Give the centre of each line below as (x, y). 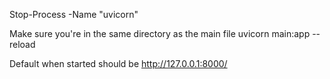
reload (22, 44)
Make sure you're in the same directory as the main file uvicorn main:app (160, 33)
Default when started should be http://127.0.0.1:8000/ (118, 63)
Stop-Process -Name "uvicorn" (74, 14)
